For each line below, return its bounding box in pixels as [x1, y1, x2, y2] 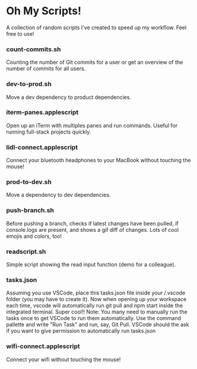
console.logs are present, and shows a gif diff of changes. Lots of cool [6, 226, 179, 233]
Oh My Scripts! [6, 4, 82, 18]
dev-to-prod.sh [6, 80, 52, 88]
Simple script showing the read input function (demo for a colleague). [6, 261, 176, 268]
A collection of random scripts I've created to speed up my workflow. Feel [6, 24, 187, 31]
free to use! [6, 30, 34, 37]
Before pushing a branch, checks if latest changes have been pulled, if [6, 219, 179, 227]
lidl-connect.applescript [6, 143, 78, 151]
